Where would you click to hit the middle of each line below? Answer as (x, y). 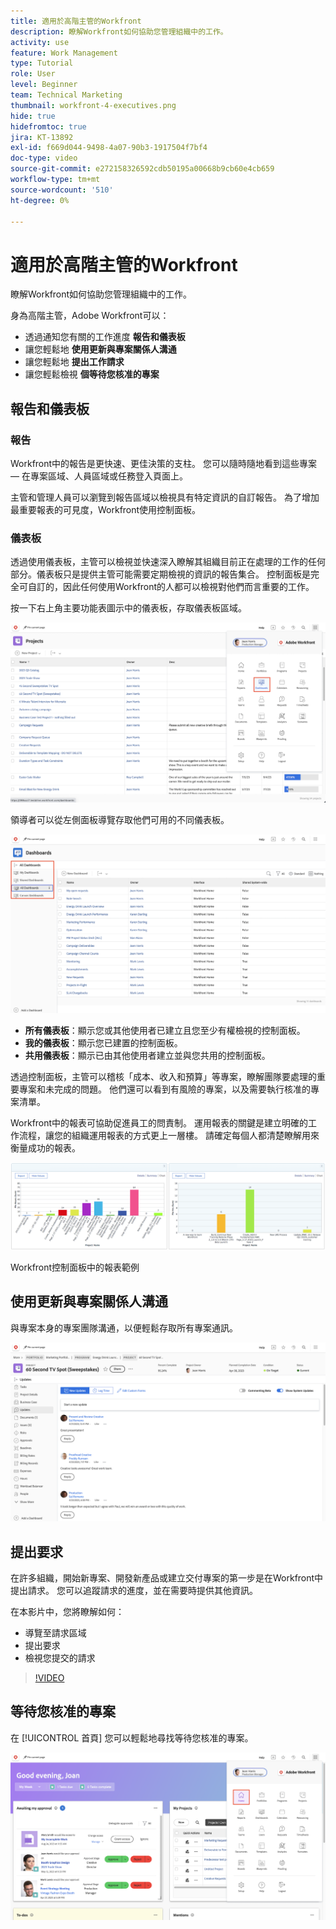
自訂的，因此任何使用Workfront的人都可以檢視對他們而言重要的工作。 (171, 587)
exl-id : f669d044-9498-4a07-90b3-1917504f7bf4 (109, 148)
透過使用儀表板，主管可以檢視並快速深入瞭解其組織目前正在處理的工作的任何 (168, 562)
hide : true (33, 116)
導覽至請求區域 (55, 1633)
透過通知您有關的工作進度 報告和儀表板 (105, 337)
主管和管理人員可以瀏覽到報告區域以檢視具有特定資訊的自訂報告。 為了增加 (165, 497)
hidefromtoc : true (48, 126)
